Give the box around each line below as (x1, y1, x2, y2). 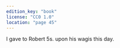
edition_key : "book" (6, 8, 58, 15)
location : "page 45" (6, 19, 58, 25)
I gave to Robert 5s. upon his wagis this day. (6, 36, 115, 43)
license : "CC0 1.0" (6, 14, 55, 20)
